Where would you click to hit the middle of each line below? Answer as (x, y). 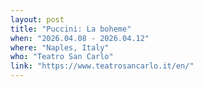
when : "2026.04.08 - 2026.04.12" (80, 38)
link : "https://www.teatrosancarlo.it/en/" (102, 66)
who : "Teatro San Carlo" (62, 57)
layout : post (37, 19)
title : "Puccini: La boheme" (71, 29)
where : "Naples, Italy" (60, 47)
